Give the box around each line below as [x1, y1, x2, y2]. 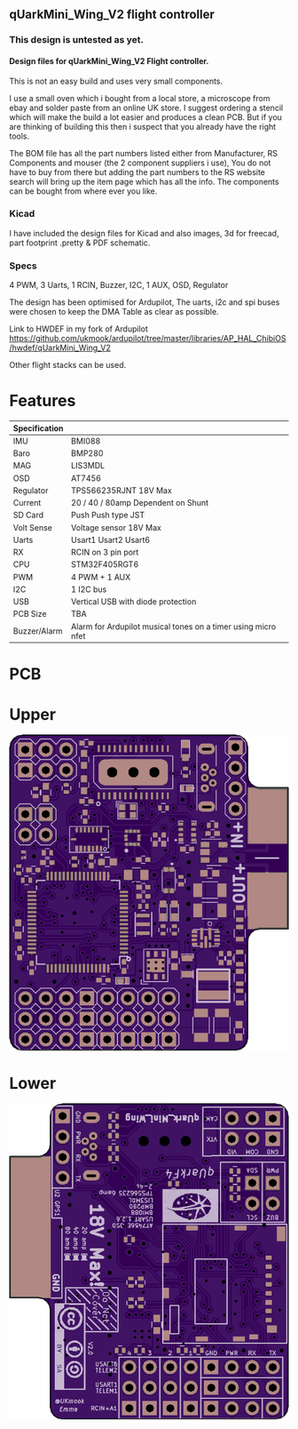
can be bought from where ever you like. [9, 186, 158, 196]
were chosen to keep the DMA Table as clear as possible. [9, 307, 219, 317]
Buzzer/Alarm [12, 626, 64, 636]
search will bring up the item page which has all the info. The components [9, 176, 279, 187]
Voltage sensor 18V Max [70, 522, 161, 532]
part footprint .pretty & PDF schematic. [9, 237, 151, 248]
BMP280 [70, 448, 104, 459]
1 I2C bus [70, 584, 107, 595]
